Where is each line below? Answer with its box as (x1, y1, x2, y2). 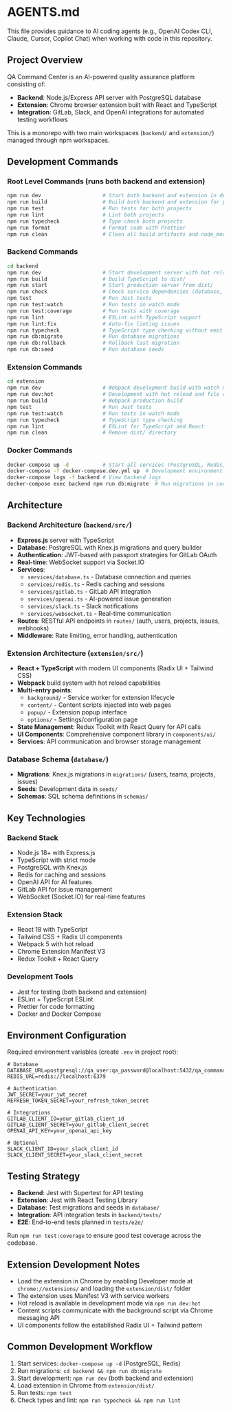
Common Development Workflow (7, 1341, 153, 1352)
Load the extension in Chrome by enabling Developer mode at (16, 1277, 193, 1285)
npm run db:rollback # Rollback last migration (7, 339, 180, 347)
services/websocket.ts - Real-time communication (27, 609, 171, 617)
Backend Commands (7, 247, 78, 257)
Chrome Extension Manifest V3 (16, 948, 106, 956)
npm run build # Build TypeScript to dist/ (7, 275, 186, 283)
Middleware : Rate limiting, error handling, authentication (16, 631, 177, 639)
